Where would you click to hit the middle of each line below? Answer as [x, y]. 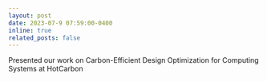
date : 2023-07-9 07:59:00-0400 [61, 23]
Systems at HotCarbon [46, 69]
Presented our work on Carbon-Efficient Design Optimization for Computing [133, 60]
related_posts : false [44, 38]
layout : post [30, 15]
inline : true [30, 30]
